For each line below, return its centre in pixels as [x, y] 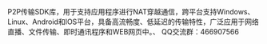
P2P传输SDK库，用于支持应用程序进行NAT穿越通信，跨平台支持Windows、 [131, 12]
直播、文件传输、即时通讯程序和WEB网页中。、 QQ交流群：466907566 [123, 32]
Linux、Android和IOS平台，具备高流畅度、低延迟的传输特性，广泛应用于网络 [133, 22]
